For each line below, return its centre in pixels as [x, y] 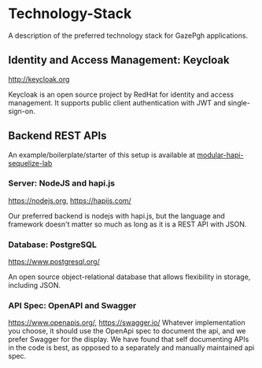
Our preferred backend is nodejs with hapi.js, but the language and [117, 215]
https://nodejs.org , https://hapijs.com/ [70, 201]
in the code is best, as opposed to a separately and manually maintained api [131, 348]
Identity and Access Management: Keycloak [119, 60]
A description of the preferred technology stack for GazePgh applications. [128, 35]
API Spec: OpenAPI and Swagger [72, 306]
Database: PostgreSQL [52, 245]
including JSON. [35, 285]
